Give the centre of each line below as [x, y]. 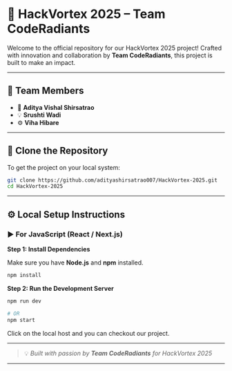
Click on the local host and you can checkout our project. [88, 333]
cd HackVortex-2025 [35, 187]
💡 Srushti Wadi [39, 115]
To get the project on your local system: [64, 167]
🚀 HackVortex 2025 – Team [86, 14]
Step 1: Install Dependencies [49, 249]
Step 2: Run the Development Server [60, 288]
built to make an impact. [41, 62]
